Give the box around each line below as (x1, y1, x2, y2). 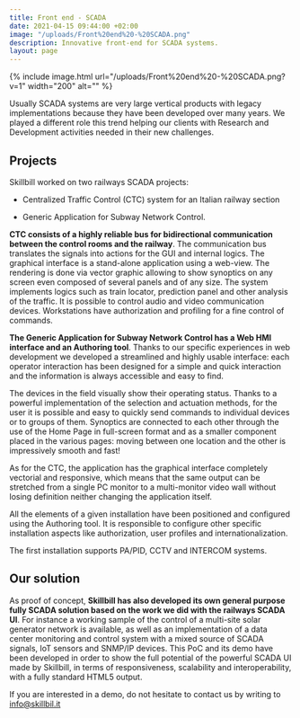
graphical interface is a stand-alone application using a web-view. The (9, 257, 270, 268)
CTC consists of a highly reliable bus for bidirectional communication (9, 228, 274, 239)
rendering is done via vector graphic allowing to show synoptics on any (9, 267, 274, 278)
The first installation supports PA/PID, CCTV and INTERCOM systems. (9, 545, 268, 555)
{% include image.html (9, 71, 93, 82)
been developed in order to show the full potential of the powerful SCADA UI (9, 652, 292, 663)
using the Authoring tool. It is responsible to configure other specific (9, 518, 262, 528)
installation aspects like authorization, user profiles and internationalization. (9, 527, 288, 538)
